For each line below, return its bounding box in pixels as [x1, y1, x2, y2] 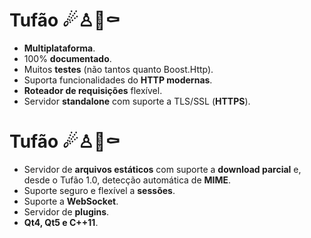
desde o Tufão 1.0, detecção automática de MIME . [23, 174, 232, 186]
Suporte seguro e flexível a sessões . [23, 184, 176, 196]
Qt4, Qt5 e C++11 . [23, 216, 99, 228]
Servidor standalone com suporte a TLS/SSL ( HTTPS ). [23, 95, 251, 107]
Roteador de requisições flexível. [23, 84, 163, 96]
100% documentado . [23, 52, 112, 64]
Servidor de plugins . [23, 205, 110, 218]
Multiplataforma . [23, 42, 96, 54]
